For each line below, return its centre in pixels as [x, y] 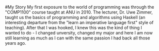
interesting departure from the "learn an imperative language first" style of [79, 22]
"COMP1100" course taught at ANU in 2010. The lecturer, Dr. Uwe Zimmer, [79, 12]
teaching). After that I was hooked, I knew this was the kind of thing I [73, 28]
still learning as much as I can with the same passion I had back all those [78, 38]
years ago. [16, 43]
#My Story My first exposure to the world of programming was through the [79, 7]
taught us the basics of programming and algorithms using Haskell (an [75, 17]
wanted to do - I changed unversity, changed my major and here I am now [79, 33]
